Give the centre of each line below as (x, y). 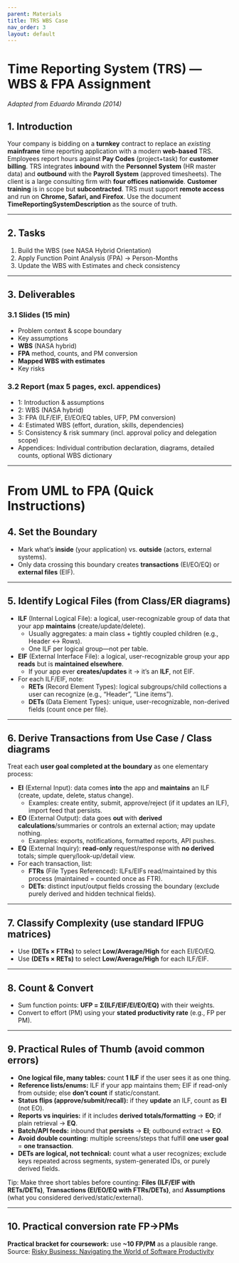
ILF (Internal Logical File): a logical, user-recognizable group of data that (124, 618)
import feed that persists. (65, 810)
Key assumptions (43, 338)
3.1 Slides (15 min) (39, 315)
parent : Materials (34, 14)
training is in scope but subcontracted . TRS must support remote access (116, 189)
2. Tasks (26, 233)
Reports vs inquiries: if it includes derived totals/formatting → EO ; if (119, 1115)
